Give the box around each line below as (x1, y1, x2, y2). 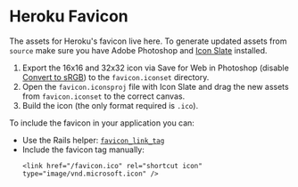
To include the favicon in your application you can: (9, 118, 195, 128)
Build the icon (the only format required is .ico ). (21, 100, 199, 110)
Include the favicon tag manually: (21, 144, 145, 155)
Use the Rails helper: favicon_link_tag (21, 134, 165, 145)
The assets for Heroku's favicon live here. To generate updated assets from (9, 36, 287, 46)
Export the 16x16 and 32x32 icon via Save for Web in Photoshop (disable (21, 62, 290, 73)
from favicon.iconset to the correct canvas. (21, 91, 186, 102)
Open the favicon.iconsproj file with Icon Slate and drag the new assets (21, 81, 289, 92)
